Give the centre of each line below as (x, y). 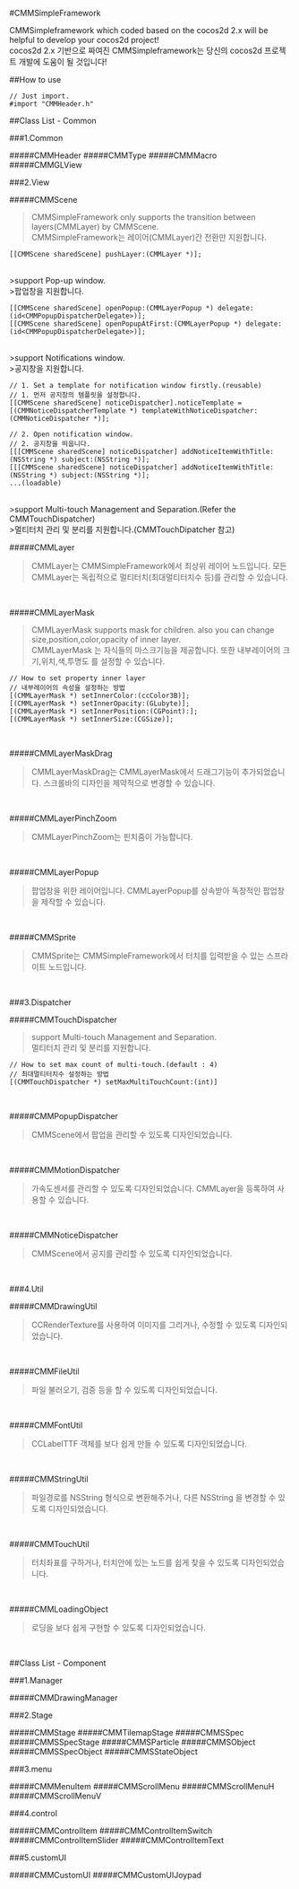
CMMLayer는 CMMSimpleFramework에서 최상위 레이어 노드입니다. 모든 (159, 566)
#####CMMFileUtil (44, 1371)
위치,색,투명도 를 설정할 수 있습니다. (103, 661)
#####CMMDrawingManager (64, 1698)
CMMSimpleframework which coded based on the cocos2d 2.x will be (139, 30)
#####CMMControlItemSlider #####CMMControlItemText (116, 1840)
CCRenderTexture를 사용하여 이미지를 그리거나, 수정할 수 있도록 (144, 1325)
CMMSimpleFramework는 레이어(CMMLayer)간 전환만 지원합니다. (149, 237)
